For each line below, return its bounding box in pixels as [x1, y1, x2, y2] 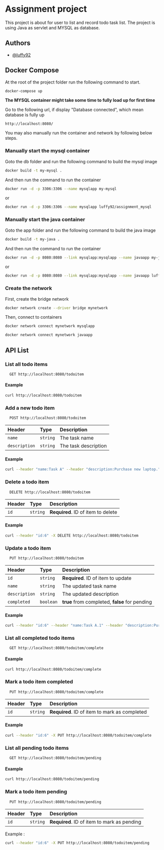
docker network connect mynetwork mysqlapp [5, 324, 95, 328]
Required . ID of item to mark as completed [49, 708, 147, 715]
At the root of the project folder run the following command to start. [5, 79, 141, 85]
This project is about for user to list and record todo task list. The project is [5, 20, 155, 25]
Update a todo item [5, 545, 51, 551]
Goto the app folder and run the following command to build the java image [5, 227, 156, 233]
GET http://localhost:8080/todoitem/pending [9, 756, 102, 761]
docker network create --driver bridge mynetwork [5, 305, 108, 310]
